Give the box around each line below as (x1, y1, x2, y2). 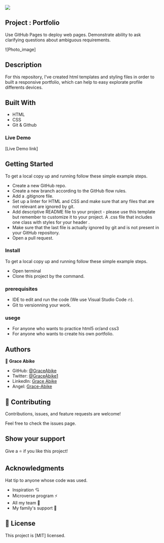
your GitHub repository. (12, 230, 60, 236)
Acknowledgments (5, 464, 65, 473)
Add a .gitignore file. (12, 193, 54, 199)
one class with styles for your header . (12, 219, 90, 225)
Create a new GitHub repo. (12, 182, 66, 188)
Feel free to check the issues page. (5, 420, 76, 426)
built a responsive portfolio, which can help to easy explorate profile (5, 79, 143, 85)
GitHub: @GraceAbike (12, 368, 57, 374)
